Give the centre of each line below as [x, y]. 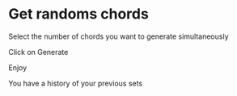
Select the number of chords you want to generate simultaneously [118, 36]
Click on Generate [38, 52]
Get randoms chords [79, 14]
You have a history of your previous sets [76, 83]
